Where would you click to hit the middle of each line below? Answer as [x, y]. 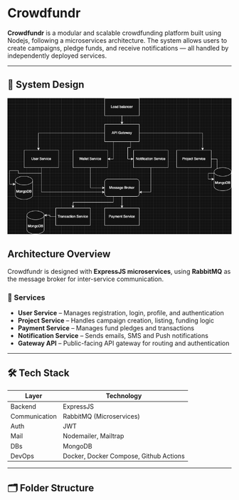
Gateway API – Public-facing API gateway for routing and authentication [123, 343]
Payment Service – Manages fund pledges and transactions [106, 328]
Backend [23, 406]
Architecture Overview [59, 254]
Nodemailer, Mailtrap [94, 436]
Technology [124, 396]
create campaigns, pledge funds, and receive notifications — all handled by [118, 48]
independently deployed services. [57, 56]
